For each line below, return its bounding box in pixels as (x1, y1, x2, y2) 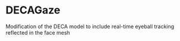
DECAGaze (5, 4, 61, 17)
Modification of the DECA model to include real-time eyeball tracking (5, 23, 175, 30)
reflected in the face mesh (5, 29, 70, 36)
